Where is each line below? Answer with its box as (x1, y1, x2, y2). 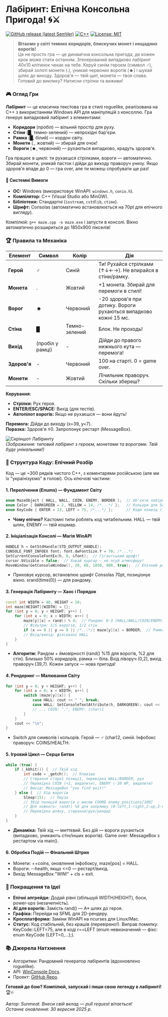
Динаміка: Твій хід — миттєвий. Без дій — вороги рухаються (12, 827, 144, 833)
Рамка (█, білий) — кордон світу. (12, 135, 84, 141)
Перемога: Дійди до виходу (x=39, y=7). (5, 421, 92, 427)
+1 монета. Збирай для (98, 281, 155, 288)
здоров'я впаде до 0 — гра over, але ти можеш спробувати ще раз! (5, 166, 149, 172)
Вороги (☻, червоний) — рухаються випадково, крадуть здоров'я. (12, 145, 156, 151)
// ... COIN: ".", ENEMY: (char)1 (32, 707, 104, 712)
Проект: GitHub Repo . (12, 974, 59, 980)
